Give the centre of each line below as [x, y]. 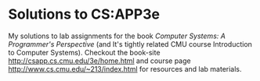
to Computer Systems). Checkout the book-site [84, 52]
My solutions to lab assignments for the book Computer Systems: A [117, 36]
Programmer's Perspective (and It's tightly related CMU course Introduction [130, 44]
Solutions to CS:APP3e [84, 14]
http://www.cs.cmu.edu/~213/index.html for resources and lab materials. [125, 69]
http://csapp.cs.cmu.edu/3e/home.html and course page [99, 61]
